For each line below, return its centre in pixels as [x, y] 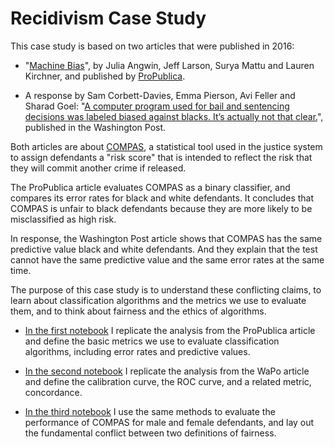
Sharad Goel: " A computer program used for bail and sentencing [157, 106]
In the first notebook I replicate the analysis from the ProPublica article [170, 330]
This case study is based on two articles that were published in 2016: [152, 46]
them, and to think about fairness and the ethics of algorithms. [138, 311]
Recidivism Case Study [108, 18]
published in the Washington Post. [95, 127]
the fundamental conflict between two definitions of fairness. [150, 433]
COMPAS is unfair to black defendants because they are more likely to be [161, 208]
